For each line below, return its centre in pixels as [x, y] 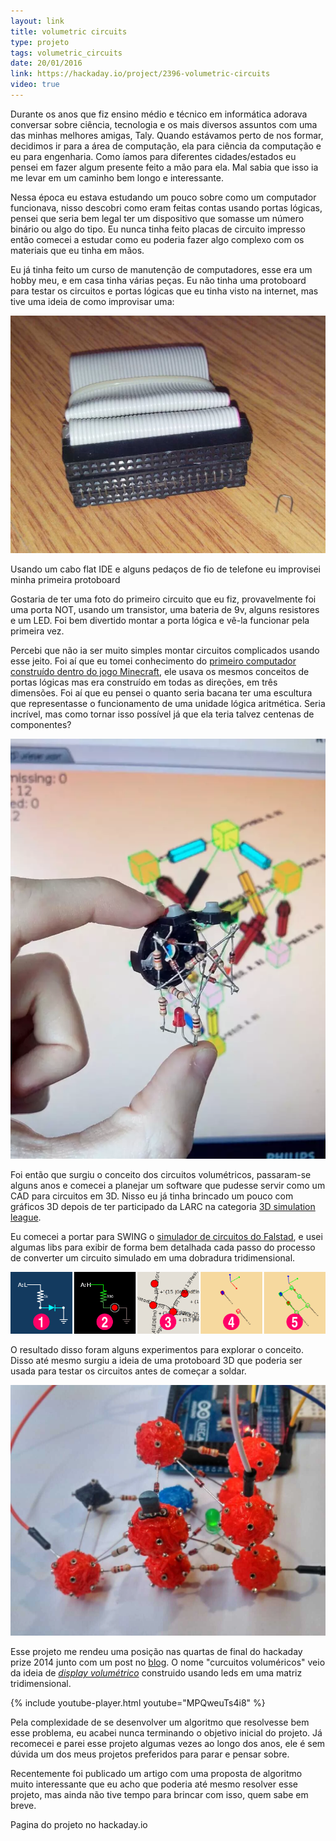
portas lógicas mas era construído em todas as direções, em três [144, 682]
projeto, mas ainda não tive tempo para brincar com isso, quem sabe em [159, 1795]
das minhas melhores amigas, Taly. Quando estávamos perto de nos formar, [167, 135]
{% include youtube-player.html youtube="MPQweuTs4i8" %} [138, 1703]
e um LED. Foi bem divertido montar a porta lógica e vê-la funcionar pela [160, 621]
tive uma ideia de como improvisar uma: [92, 301]
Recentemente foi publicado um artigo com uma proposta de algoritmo [156, 1774]
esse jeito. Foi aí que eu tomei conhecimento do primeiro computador [153, 661]
